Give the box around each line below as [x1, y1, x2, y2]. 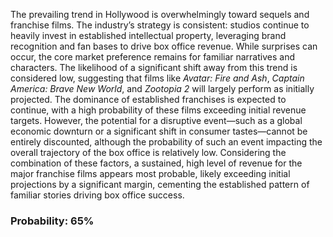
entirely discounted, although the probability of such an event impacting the [10, 136, 323, 148]
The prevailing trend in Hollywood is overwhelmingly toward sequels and [10, 9, 310, 20]
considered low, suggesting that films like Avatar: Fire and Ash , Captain [10, 72, 305, 84]
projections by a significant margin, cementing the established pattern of [10, 179, 310, 190]
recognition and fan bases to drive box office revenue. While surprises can [10, 40, 318, 52]
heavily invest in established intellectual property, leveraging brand [10, 30, 287, 41]
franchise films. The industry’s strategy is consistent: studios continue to [10, 19, 310, 31]
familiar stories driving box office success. [10, 189, 185, 201]
